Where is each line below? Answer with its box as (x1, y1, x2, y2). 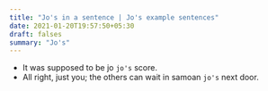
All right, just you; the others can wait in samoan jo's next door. (22, 72, 259, 83)
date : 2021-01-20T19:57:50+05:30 (9, 21, 135, 30)
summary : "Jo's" (9, 37, 70, 47)
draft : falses (9, 29, 63, 38)
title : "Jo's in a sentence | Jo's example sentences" (9, 12, 219, 22)
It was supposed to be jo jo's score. (22, 62, 157, 73)
